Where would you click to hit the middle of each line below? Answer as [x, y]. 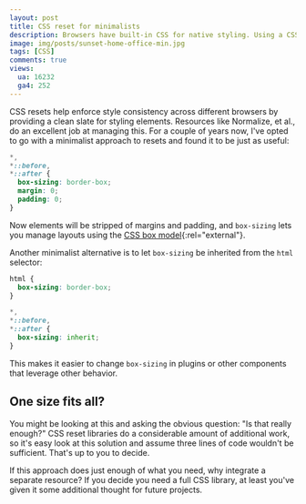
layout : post [34, 18]
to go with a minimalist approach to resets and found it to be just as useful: [149, 140]
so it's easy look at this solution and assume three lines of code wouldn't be [152, 443]
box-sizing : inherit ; [59, 338]
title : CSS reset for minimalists [75, 26]
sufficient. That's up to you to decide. [80, 452]
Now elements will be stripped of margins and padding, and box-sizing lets [151, 225]
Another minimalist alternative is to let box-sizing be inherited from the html [152, 252]
